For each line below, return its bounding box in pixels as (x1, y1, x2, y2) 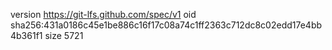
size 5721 (44, 30, 84, 41)
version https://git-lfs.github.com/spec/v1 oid (10, 9, 197, 20)
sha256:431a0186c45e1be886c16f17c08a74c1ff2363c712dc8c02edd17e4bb (10, 19, 323, 31)
